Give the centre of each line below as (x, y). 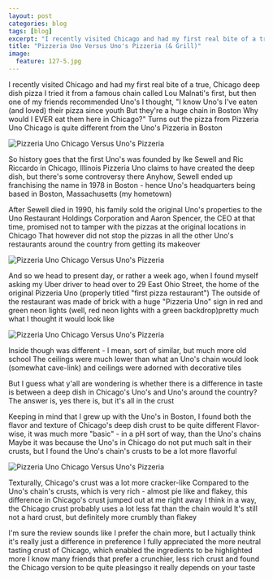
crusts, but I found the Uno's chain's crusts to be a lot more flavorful (123, 451)
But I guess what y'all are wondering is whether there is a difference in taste (136, 383)
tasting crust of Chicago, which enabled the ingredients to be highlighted (131, 550)
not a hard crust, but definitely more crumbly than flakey (103, 517)
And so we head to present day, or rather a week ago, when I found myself (133, 275)
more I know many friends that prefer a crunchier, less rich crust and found (134, 559)
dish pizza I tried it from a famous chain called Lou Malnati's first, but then (132, 93)
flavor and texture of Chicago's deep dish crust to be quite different (121, 425)
